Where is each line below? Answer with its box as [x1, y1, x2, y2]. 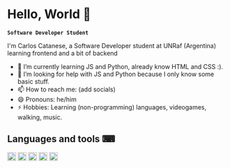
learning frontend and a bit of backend [7, 49, 118, 57]
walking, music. [17, 113, 63, 121]
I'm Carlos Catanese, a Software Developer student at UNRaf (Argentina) [7, 41, 217, 49]
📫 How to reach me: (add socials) [17, 85, 116, 93]
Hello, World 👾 [7, 6, 91, 22]
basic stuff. [17, 77, 50, 86]
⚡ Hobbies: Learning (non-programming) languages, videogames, [17, 102, 207, 111]
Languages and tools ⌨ [7, 133, 116, 145]
